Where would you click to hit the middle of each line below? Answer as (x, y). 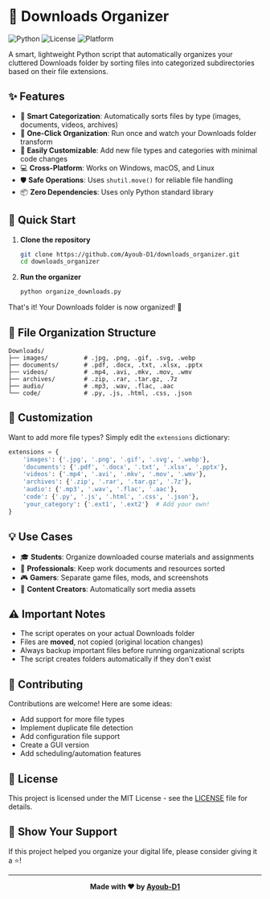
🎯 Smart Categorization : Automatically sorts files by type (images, (130, 116)
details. (20, 807)
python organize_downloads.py (71, 292)
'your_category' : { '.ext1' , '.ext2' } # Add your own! (117, 504)
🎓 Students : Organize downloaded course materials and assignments (137, 556)
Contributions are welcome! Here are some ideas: (90, 704)
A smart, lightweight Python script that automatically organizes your (121, 54)
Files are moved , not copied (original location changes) (111, 642)
